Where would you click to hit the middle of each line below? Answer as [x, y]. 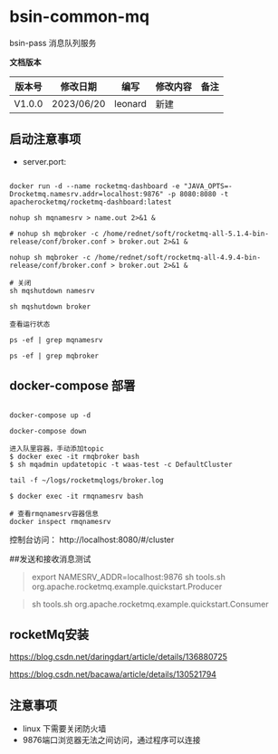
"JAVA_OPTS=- [208, 186]
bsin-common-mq [80, 17]
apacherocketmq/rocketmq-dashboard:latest [91, 202]
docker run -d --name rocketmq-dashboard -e [95, 186]
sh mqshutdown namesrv [52, 291]
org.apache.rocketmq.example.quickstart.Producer [127, 587]
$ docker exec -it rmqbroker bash [75, 456]
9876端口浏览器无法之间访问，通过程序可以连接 [111, 740]
